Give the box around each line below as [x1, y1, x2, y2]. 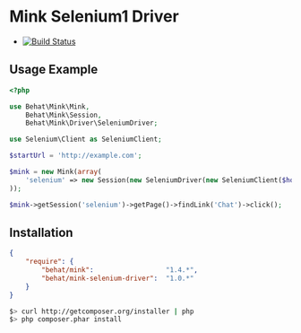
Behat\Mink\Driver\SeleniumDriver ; [25, 118, 159, 127]
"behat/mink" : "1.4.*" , [41, 266, 199, 275]
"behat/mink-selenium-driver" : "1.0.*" [41, 274, 194, 283]
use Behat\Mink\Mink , [9, 101, 90, 111]
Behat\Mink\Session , [25, 110, 102, 119]
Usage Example [9, 62, 99, 77]
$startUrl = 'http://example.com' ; [9, 151, 142, 161]
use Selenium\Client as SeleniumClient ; [9, 135, 163, 145]
